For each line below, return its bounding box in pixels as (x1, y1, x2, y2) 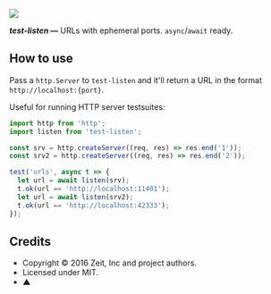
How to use (9, 51, 73, 66)
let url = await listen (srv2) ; (17, 192, 134, 201)
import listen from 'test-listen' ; (9, 127, 142, 136)
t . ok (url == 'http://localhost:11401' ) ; (17, 184, 170, 194)
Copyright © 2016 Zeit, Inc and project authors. (21, 257, 197, 268)
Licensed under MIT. (21, 267, 99, 278)
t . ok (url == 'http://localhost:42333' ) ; (17, 201, 170, 210)
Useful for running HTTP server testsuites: (9, 101, 165, 112)
